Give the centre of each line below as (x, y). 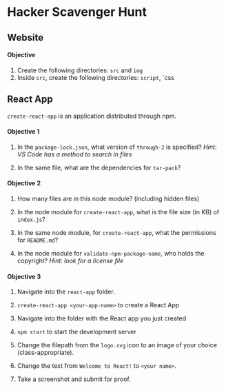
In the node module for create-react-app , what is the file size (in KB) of (118, 212)
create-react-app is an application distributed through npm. (92, 116)
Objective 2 (24, 183)
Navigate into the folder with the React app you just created (102, 318)
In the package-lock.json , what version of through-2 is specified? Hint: (117, 147)
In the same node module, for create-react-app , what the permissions (116, 233)
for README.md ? (38, 240)
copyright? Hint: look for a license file (70, 260)
